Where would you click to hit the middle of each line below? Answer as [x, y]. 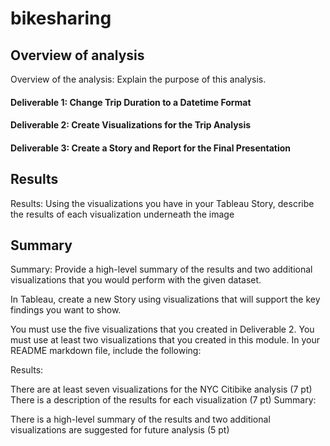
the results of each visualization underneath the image [122, 214]
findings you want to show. [66, 310]
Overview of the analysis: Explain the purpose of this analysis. [138, 79]
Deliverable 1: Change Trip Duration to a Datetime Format [131, 102]
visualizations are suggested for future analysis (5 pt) [120, 430]
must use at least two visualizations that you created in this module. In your [165, 340]
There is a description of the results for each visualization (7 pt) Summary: [163, 400]
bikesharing [61, 18]
